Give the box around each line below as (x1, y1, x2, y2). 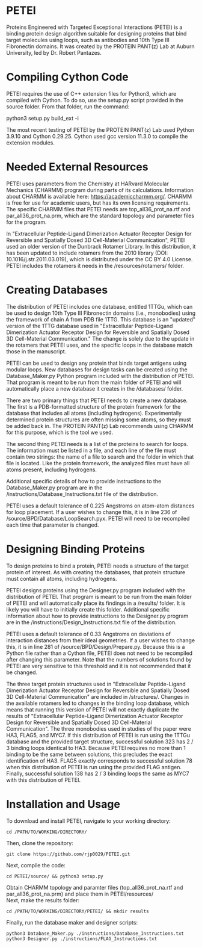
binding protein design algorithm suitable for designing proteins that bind (6, 29, 187, 37)
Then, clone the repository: (6, 839, 74, 846)
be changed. (6, 669, 38, 676)
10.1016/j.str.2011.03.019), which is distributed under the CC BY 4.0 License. (6, 255, 193, 262)
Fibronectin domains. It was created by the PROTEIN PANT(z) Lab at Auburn (6, 43, 195, 50)
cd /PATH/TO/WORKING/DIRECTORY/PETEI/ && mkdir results (6, 908, 149, 914)
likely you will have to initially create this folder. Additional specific (6, 606, 170, 613)
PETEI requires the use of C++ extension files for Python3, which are (6, 90, 177, 97)
